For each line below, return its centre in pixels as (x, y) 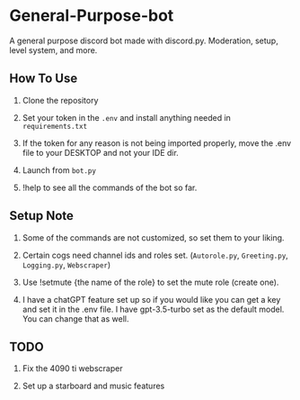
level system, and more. (53, 50)
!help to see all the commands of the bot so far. (110, 187)
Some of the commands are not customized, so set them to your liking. (153, 237)
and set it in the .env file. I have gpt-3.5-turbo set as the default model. (153, 309)
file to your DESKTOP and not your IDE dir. (101, 152)
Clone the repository (60, 100)
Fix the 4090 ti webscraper (72, 368)
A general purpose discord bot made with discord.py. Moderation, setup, (144, 41)
